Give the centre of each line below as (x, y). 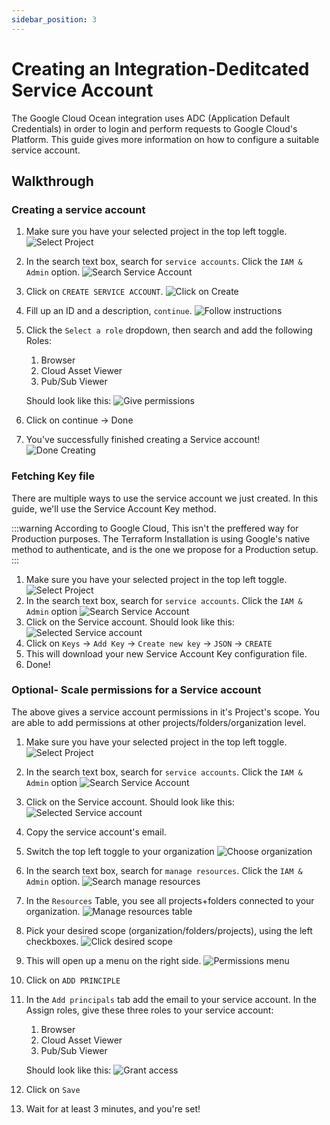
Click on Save (53, 1089)
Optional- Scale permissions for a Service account (136, 690)
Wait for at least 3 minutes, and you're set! (113, 1108)
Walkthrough (52, 181)
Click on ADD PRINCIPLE (73, 980)
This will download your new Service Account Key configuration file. (166, 653)
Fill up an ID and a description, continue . (109, 311)
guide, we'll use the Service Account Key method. (114, 508)
